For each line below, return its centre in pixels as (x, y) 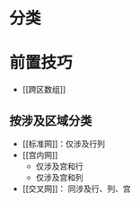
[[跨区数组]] (44, 90)
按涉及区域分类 (51, 121)
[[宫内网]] (40, 154)
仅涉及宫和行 (59, 166)
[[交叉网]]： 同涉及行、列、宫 (77, 189)
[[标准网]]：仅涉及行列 (64, 144)
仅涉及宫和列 (59, 177)
